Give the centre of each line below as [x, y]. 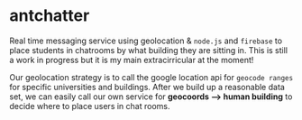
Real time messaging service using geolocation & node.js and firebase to [146, 41]
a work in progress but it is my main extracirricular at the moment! [132, 60]
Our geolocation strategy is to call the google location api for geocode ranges [151, 77]
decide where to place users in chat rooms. [90, 106]
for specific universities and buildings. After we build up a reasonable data [147, 87]
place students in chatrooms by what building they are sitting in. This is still [149, 50]
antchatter [50, 16]
